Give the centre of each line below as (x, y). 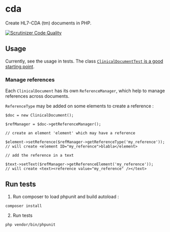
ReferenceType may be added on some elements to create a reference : (80, 106)
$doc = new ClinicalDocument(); (39, 115)
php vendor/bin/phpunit (31, 224)
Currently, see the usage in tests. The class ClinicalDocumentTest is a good (84, 61)
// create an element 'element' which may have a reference (70, 133)
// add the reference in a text (39, 156)
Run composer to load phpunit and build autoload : (66, 196)
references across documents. (37, 96)
